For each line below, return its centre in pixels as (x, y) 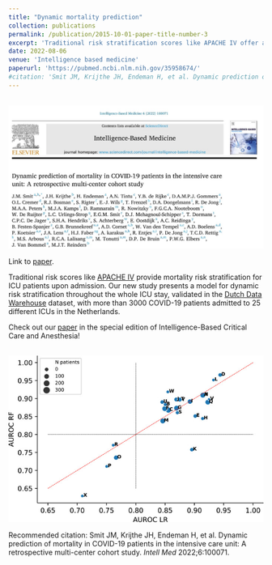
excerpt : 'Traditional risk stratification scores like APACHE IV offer (134, 43)
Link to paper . (31, 261)
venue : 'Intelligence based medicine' (74, 60)
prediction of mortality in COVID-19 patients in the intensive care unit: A (127, 543)
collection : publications (52, 25)
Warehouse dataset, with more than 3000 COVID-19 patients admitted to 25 (134, 303)
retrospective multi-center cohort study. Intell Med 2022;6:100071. (119, 552)
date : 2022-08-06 (38, 51)
